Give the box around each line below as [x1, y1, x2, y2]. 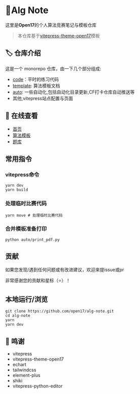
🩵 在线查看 [5, 111, 38, 120]
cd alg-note [5, 313, 30, 318]
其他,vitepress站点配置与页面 [12, 95, 73, 101]
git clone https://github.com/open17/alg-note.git [5, 309, 114, 314]
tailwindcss [12, 367, 36, 373]
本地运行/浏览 [5, 295, 48, 304]
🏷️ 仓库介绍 [5, 49, 41, 58]
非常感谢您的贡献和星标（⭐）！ [5, 277, 71, 283]
